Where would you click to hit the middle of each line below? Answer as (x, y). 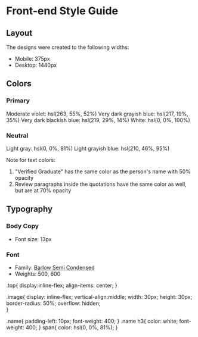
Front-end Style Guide (62, 11)
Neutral (17, 135)
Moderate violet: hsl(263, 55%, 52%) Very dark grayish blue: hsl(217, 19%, (98, 114)
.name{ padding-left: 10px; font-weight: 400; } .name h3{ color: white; (92, 321)
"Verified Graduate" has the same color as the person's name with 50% (103, 171)
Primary (18, 101)
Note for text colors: (31, 160)
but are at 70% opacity (43, 190)
